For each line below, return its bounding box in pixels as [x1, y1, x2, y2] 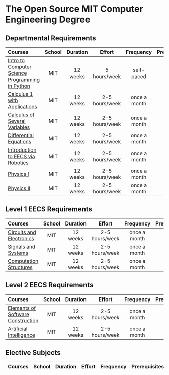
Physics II [8, 185, 31, 192]
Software [8, 311, 29, 318]
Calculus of [8, 111, 35, 118]
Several [8, 118, 26, 124]
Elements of [8, 304, 36, 311]
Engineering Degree [5, 14, 91, 25]
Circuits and [8, 229, 36, 236]
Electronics [8, 235, 34, 242]
